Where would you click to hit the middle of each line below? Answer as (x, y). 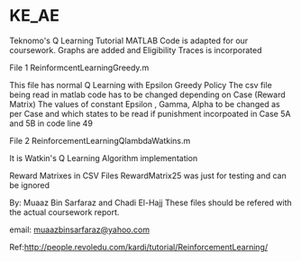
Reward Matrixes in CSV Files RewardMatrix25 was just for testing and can (148, 175)
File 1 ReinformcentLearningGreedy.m (79, 67)
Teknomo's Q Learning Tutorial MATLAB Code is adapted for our (129, 40)
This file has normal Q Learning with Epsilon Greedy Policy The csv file (141, 85)
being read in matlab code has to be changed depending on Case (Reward (147, 94)
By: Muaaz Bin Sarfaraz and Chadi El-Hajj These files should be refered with (151, 202)
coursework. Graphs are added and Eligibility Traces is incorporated (136, 49)
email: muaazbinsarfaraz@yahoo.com (80, 229)
